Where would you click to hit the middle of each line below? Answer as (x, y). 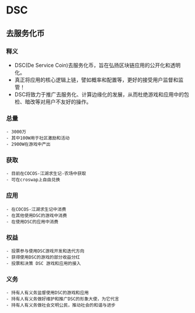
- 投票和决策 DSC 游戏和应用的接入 (43, 264)
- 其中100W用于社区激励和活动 (38, 138)
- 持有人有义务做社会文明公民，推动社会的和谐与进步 (61, 305)
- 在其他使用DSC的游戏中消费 (36, 215)
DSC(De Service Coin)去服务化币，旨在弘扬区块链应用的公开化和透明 (97, 65)
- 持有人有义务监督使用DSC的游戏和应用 (48, 293)
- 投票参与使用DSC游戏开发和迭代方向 (45, 251)
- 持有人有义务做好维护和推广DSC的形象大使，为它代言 (63, 299)
